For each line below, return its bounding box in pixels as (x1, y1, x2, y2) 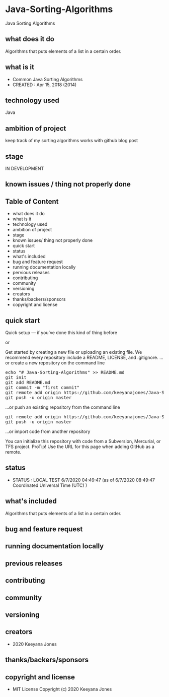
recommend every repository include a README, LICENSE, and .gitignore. (5, 354, 158, 361)
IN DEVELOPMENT (5, 165, 44, 171)
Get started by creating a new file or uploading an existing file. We (5, 349, 142, 355)
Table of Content (5, 197, 59, 206)
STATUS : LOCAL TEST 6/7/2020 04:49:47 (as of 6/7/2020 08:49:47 (12, 477, 155, 483)
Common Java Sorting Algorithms (12, 76, 83, 82)
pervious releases (12, 270, 50, 276)
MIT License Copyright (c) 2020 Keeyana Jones (12, 686, 112, 692)
